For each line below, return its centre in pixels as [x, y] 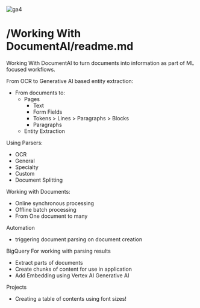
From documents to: [40, 93]
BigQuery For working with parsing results [59, 251]
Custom [25, 173]
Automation [20, 227]
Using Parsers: [25, 143]
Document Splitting [39, 180]
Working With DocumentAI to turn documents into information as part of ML [100, 63]
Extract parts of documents [49, 262]
